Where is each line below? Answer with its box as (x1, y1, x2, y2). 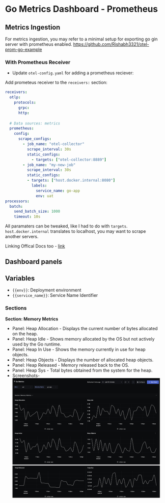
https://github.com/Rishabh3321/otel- (73, 41, 149, 47)
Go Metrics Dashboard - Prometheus (5, 3, 158, 15)
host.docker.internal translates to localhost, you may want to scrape (5, 228, 146, 234)
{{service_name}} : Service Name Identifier (12, 292, 98, 298)
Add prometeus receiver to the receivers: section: (5, 80, 108, 86)
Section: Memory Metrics (5, 316, 58, 322)
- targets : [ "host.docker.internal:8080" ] (27, 178, 115, 183)
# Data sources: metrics (9, 121, 60, 126)
